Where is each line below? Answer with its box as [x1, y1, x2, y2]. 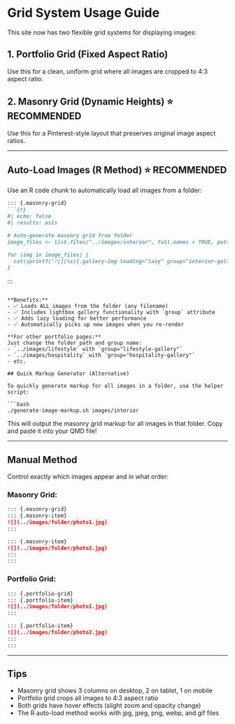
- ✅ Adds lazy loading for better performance [7, 315, 147, 322]
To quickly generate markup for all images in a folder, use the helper [7, 382, 224, 390]
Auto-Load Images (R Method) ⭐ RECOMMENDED [7, 163, 227, 176]
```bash [7, 401, 30, 408]
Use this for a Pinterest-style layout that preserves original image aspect [7, 128, 216, 138]
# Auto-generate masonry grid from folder [7, 232, 133, 239]
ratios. [7, 136, 26, 145]
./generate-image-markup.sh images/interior [7, 407, 139, 415]
